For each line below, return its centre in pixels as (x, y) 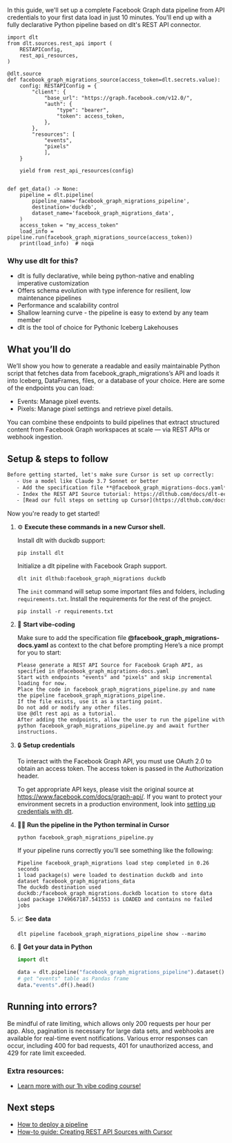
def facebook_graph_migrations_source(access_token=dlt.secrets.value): (114, 80)
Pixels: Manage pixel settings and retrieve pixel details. (95, 409)
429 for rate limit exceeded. (47, 1053)
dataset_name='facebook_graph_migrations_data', (103, 213)
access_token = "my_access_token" (69, 225)
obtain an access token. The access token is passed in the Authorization (120, 769)
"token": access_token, (91, 116)
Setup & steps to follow (58, 459)
